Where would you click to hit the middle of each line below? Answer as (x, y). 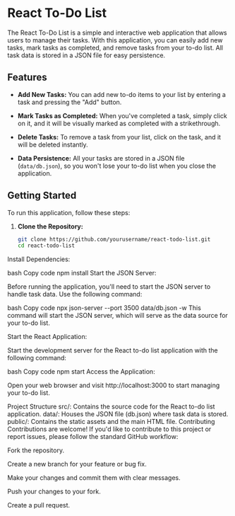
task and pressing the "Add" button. (70, 102)
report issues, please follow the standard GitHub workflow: (93, 437)
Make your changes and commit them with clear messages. (94, 478)
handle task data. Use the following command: (75, 294)
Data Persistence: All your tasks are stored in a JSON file (101, 158)
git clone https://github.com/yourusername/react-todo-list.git (114, 239)
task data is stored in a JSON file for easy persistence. (86, 55)
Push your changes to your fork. (54, 492)
